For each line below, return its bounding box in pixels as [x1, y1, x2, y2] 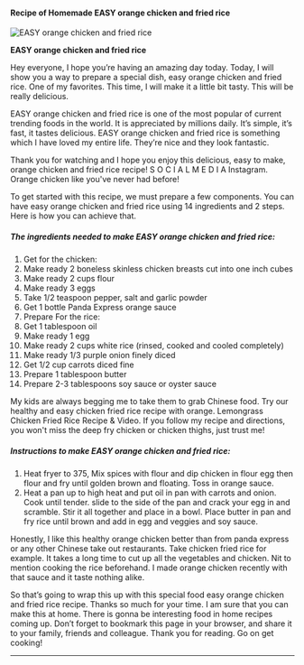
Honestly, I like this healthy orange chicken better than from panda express [10, 533, 290, 545]
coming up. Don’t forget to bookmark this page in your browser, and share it [10, 618, 292, 629]
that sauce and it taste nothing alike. [10, 572, 145, 583]
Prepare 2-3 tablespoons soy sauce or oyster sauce [23, 379, 217, 390]
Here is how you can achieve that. [10, 210, 137, 221]
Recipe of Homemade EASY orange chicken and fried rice [10, 7, 231, 18]
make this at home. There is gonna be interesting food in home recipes [10, 609, 273, 620]
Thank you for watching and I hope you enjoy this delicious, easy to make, [10, 154, 286, 166]
